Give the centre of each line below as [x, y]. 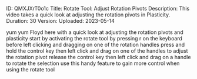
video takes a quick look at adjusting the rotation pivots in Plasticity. [88, 15]
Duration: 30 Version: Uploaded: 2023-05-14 [60, 21]
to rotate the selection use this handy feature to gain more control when [93, 63]
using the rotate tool [30, 69]
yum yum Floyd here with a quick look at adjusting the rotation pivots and [95, 32]
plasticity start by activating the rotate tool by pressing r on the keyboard [94, 38]
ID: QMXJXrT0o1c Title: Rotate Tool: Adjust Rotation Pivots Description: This [98, 8]
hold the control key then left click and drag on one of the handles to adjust [97, 51]
